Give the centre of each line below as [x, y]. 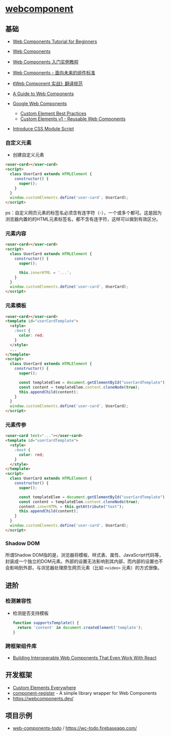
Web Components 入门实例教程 [46, 62]
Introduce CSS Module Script [43, 129]
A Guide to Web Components [43, 94]
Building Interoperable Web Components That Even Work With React [84, 658]
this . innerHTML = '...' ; [45, 272]
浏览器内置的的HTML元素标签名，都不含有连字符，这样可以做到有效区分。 [83, 219]
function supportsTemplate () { [46, 623]
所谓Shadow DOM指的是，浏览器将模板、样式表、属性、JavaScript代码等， [84, 555]
